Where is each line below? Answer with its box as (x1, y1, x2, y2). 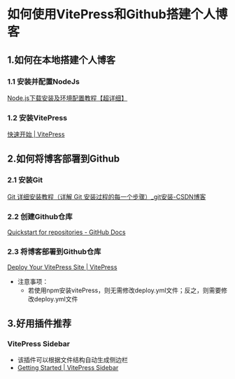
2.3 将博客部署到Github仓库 (7, 247, 101, 257)
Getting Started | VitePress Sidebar (17, 364, 119, 372)
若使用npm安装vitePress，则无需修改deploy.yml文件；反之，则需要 (27, 286, 222, 294)
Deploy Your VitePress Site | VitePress (7, 263, 117, 271)
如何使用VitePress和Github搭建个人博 (7, 6, 228, 22)
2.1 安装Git (7, 176, 43, 185)
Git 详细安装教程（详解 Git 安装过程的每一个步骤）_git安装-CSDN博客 (7, 192, 206, 201)
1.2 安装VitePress (7, 113, 68, 122)
